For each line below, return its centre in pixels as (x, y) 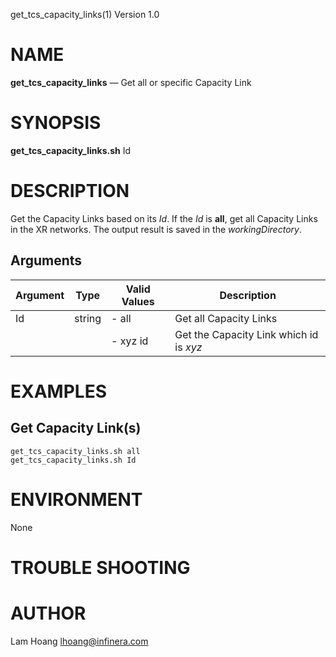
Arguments (46, 260)
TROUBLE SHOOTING (100, 567)
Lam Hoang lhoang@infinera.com (79, 641)
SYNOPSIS (56, 123)
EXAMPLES (58, 391)
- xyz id (130, 341)
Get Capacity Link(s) (76, 428)
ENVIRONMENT (76, 499)
